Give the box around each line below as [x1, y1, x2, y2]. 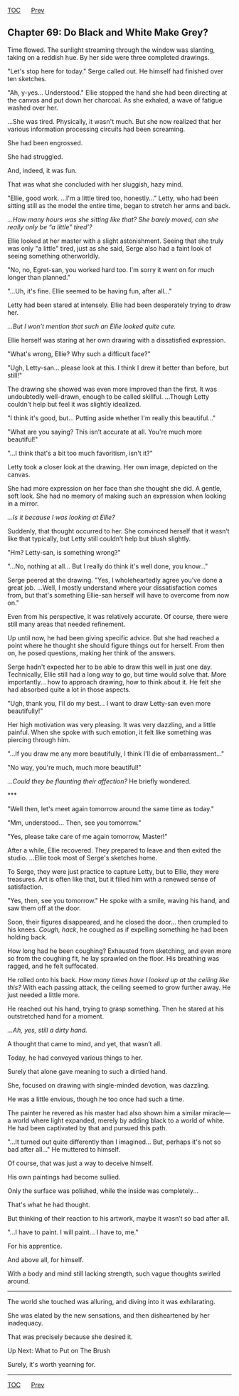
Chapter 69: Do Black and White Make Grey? [7, 26, 208, 38]
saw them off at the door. [7, 904, 82, 912]
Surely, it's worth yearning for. [7, 1360, 96, 1368]
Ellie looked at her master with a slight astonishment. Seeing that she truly [7, 236, 224, 245]
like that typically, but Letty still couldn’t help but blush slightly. [7, 534, 191, 543]
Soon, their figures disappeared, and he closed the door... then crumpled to [7, 917, 228, 926]
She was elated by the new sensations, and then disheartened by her [7, 1311, 210, 1320]
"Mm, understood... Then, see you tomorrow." [7, 818, 142, 827]
